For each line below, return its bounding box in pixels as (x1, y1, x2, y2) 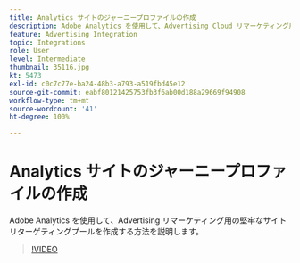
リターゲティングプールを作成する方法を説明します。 (9, 226, 204, 237)
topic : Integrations (9, 37, 87, 47)
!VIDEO (30, 244, 58, 255)
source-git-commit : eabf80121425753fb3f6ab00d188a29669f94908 (9, 87, 246, 96)
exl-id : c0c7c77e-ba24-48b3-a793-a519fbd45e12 (9, 79, 186, 88)
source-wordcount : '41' (9, 104, 98, 113)
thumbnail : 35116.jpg (9, 63, 90, 72)
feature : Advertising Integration (9, 29, 138, 38)
